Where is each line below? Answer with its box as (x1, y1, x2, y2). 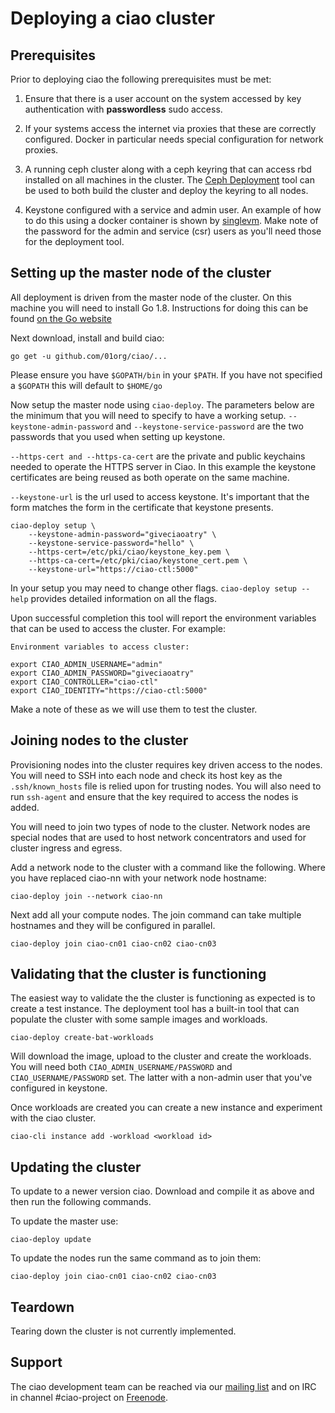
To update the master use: (10, 1215, 119, 1227)
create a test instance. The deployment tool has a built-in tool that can (10, 1003, 300, 1015)
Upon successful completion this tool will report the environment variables (10, 612, 317, 624)
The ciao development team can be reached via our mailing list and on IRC (10, 1380, 317, 1392)
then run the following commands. (10, 1196, 152, 1208)
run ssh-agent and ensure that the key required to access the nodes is (10, 790, 299, 802)
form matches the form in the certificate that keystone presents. (10, 501, 274, 513)
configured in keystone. (10, 1082, 108, 1094)
